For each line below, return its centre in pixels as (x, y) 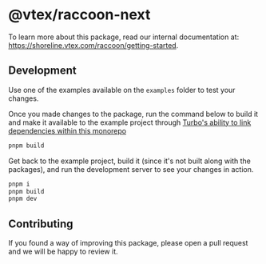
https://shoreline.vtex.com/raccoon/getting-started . (93, 45)
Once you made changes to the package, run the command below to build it (133, 114)
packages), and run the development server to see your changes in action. (131, 169)
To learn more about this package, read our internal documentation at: (124, 37)
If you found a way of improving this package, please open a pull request (128, 243)
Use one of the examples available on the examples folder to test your (122, 90)
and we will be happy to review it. (63, 252)
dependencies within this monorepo (67, 130)
